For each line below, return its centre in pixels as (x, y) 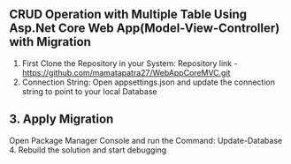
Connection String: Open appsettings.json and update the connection (149, 82)
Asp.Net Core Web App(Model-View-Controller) (145, 29)
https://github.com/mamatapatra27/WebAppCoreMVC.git (126, 72)
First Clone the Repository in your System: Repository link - (130, 63)
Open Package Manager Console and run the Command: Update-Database (146, 140)
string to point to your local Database (89, 91)
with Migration (50, 42)
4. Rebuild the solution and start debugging (88, 150)
